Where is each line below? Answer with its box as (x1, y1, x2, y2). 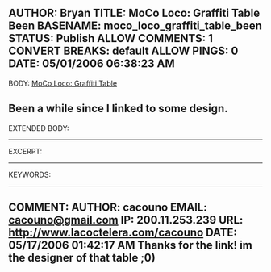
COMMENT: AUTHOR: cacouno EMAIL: (8, 201, 207, 215)
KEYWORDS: (8, 169, 51, 179)
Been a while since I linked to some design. (8, 102, 228, 115)
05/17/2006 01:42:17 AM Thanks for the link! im (8, 238, 252, 253)
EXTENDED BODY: (8, 123, 70, 132)
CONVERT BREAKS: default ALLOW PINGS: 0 (8, 44, 239, 58)
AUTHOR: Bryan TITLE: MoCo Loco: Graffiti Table (8, 6, 261, 20)
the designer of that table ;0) (8, 251, 156, 265)
